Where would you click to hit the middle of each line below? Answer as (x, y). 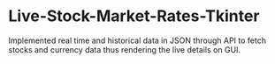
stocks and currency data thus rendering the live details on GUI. (124, 49)
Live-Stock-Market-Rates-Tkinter (134, 16)
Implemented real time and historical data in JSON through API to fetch (137, 40)
